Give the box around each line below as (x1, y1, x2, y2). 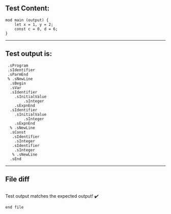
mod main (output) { (5, 17, 49, 22)
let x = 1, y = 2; (14, 22, 53, 27)
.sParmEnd (7, 72, 28, 77)
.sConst (10, 130, 26, 135)
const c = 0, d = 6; (14, 26, 58, 32)
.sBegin (10, 81, 26, 86)
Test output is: (5, 49, 52, 58)
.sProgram (7, 63, 28, 68)
